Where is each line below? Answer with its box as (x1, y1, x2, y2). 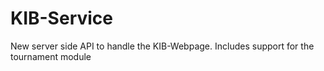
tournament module (10, 50, 92, 62)
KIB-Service (10, 7, 114, 30)
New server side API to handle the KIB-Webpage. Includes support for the (10, 40, 315, 52)
